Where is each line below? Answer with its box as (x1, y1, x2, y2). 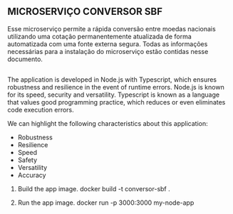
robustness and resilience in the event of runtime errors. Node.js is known (7, 83, 224, 92)
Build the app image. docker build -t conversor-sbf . (17, 185, 171, 193)
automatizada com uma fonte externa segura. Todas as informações (7, 39, 208, 48)
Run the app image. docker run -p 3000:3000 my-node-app (17, 198, 195, 207)
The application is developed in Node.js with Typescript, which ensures (7, 75, 217, 84)
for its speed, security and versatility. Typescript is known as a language (7, 90, 219, 99)
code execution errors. (7, 106, 75, 114)
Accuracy (17, 171, 46, 180)
